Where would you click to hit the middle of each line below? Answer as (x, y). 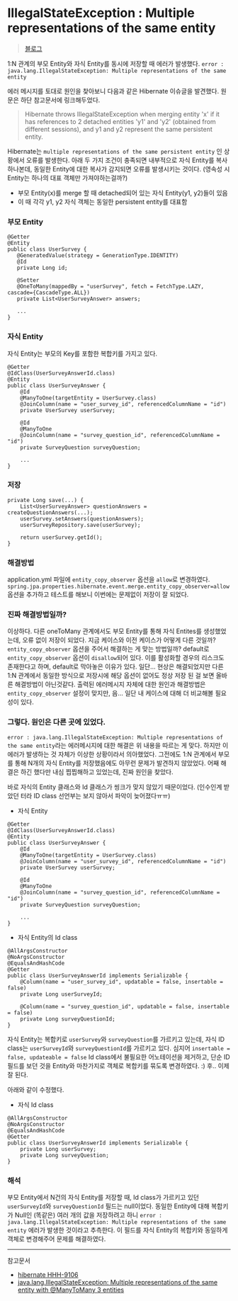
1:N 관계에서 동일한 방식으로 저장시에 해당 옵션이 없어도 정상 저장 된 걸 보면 (111, 676)
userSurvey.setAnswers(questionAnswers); (82, 518)
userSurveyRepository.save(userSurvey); (80, 525)
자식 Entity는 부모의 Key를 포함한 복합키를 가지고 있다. (83, 353)
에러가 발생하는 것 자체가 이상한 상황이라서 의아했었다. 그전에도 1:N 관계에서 (112, 754)
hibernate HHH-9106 (48, 1275)
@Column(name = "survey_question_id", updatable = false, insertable (125, 1006)
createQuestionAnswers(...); (50, 512)
